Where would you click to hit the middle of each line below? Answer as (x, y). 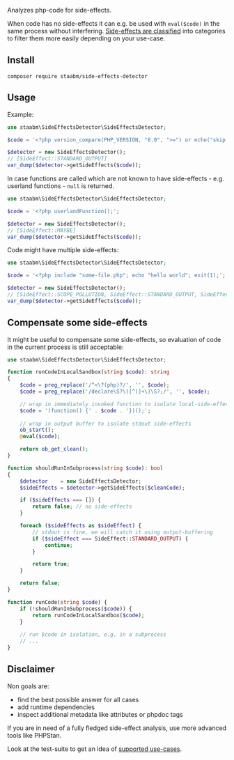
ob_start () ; (37, 430)
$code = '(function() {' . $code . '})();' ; (85, 410)
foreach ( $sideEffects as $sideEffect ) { (80, 526)
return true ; (51, 564)
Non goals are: (28, 686)
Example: (21, 114)
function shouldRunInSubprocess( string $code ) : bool (85, 468)
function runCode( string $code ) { (57, 602)
